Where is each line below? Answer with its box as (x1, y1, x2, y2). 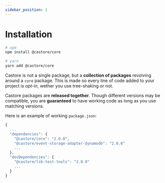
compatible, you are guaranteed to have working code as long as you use (5, 98, 156, 104)
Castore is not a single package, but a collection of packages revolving (5, 73, 152, 79)
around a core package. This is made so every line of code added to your (5, 78, 155, 84)
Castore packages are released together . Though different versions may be (5, 92, 161, 98)
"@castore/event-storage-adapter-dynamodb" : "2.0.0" (14, 141, 125, 146)
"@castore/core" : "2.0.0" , (14, 136, 70, 141)
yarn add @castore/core (5, 63, 55, 69)
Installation (5, 28, 53, 40)
